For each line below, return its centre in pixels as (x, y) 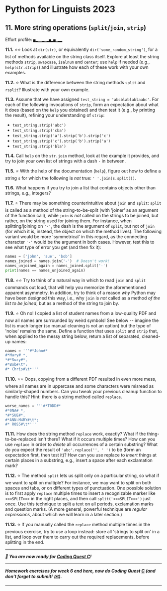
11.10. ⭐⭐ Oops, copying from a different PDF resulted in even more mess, (81, 379)
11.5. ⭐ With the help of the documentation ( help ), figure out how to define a (83, 171)
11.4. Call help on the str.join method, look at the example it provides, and (82, 156)
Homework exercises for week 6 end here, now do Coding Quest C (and (80, 571)
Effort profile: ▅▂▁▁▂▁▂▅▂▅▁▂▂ (34, 39)
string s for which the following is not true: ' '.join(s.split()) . (71, 178)
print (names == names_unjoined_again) (45, 270)
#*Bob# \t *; (16, 365)
